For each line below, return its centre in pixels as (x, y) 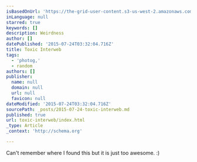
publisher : (19, 77)
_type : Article (25, 126)
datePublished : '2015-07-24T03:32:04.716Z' (60, 44)
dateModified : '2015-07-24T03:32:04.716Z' (59, 104)
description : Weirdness (35, 33)
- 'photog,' (26, 60)
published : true (26, 115)
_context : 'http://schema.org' (44, 131)
